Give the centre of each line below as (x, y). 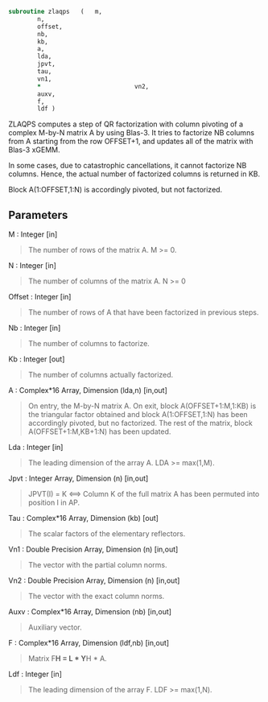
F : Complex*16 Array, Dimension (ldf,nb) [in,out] (89, 643)
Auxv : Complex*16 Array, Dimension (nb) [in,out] (90, 612)
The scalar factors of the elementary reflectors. (107, 534)
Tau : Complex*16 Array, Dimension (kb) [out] (84, 518)
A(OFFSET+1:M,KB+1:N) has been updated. (99, 432)
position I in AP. (54, 502)
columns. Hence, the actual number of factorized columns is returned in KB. (134, 174)
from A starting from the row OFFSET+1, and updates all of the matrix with (131, 142)
